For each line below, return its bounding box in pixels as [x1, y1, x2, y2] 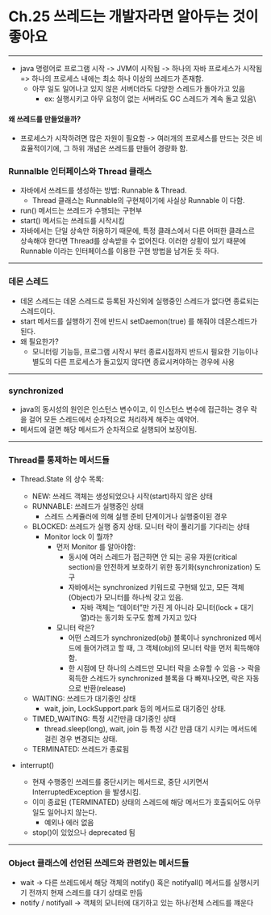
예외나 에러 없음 [44, 818, 94, 828]
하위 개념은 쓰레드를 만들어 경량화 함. [71, 143, 188, 154]
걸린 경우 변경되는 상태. [44, 734, 119, 744]
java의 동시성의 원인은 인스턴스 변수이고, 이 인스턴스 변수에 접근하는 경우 [19, 405, 249, 414]
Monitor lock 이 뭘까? [44, 532, 114, 542]
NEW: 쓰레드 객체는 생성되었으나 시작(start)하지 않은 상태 [31, 491, 214, 502]
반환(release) [83, 684, 127, 693]
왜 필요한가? [19, 337, 59, 346]
